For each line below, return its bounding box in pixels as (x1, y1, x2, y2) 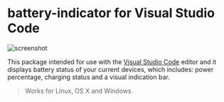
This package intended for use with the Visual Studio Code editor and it (7, 57, 217, 66)
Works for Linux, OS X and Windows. (24, 86, 134, 95)
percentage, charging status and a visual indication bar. (7, 73, 171, 81)
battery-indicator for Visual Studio (7, 5, 215, 21)
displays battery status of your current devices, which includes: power (7, 65, 214, 73)
